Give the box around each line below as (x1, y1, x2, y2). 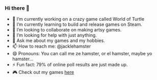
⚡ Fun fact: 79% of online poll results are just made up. (12, 62, 128, 68)
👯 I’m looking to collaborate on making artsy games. (12, 27, 122, 33)
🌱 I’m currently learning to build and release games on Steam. (12, 21, 143, 27)
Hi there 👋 (5, 5, 30, 12)
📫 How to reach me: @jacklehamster (12, 43, 92, 50)
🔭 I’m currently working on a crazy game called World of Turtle (12, 16, 144, 22)
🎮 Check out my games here (12, 69, 75, 75)
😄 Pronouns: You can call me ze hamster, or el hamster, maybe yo (12, 51, 152, 57)
